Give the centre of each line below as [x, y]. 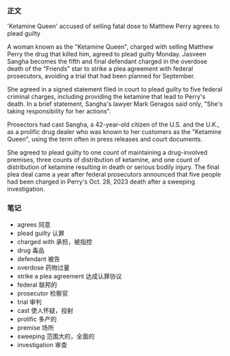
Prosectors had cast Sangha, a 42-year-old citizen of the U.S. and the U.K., [113, 124]
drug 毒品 [31, 250]
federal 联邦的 [37, 285]
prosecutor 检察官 [43, 293]
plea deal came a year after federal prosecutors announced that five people [114, 175]
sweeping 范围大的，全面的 [56, 336]
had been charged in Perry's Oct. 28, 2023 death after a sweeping [101, 182]
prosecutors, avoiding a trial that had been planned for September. [101, 76]
